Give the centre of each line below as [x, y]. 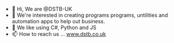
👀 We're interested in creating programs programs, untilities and [90, 15]
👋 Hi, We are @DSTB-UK [42, 9]
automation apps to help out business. [58, 21]
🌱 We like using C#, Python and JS [54, 27]
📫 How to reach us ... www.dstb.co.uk [59, 34]
